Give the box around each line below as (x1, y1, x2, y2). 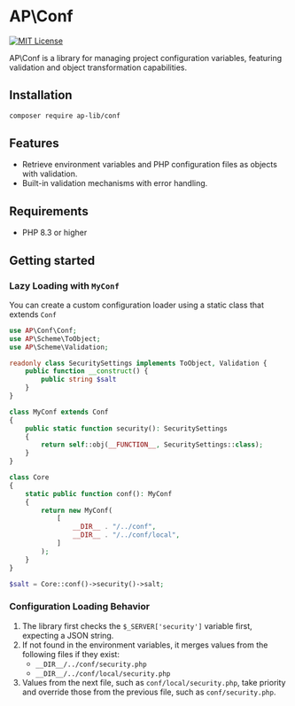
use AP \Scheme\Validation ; (9, 343, 109, 352)
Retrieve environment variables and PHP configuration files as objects (21, 159, 277, 170)
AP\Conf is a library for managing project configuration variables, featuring (9, 52, 283, 63)
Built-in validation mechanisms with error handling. (21, 178, 208, 189)
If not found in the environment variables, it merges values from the (21, 640, 268, 650)
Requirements (9, 204, 89, 219)
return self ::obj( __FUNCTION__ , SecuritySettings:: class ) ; (41, 440, 264, 449)
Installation (9, 88, 73, 103)
